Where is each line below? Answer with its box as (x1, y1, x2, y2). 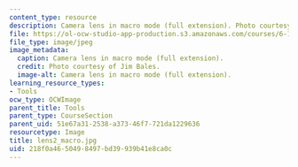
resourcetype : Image (9, 128, 86, 137)
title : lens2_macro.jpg (9, 136, 98, 145)
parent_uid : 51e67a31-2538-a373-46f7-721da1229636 (9, 120, 200, 129)
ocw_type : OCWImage (9, 95, 82, 104)
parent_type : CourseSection (9, 111, 114, 120)
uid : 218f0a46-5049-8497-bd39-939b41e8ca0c (9, 144, 173, 153)
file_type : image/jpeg (9, 37, 93, 47)
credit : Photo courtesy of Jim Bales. (17, 63, 161, 72)
